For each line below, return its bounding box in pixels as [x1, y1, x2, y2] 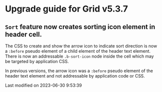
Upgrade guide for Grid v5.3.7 [5, 3, 128, 15]
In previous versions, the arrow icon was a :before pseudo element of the [5, 68, 153, 74]
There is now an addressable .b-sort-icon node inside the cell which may [5, 53, 154, 59]
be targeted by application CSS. [5, 59, 69, 64]
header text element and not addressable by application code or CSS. [5, 73, 145, 78]
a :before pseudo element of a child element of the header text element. [5, 48, 151, 54]
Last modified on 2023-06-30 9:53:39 [5, 82, 82, 88]
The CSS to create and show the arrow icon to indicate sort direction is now [5, 43, 157, 49]
